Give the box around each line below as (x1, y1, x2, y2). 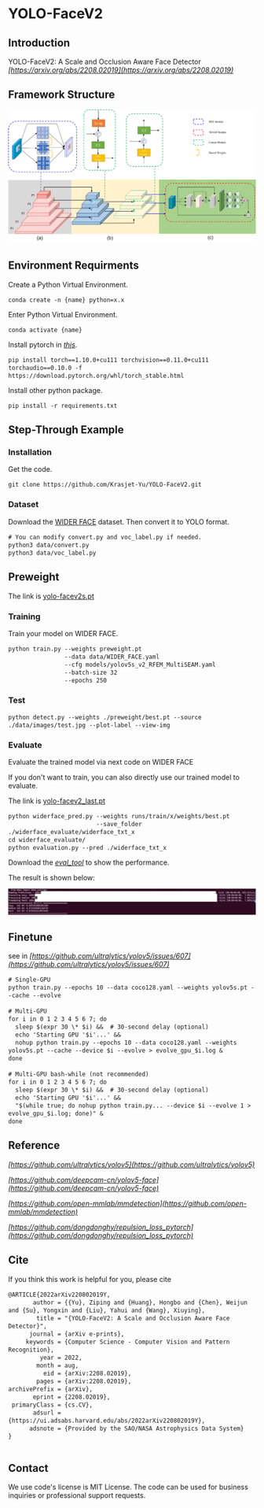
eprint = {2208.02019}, (32, 1393, 111, 1401)
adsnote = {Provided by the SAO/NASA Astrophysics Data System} (28, 1425, 244, 1432)
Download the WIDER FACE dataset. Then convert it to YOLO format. (8, 517, 229, 526)
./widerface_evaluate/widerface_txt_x (8, 828, 135, 836)
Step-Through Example (8, 423, 124, 437)
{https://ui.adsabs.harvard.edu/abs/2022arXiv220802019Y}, (8, 1417, 206, 1425)
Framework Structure (8, 88, 115, 102)
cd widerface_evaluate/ (8, 836, 86, 844)
